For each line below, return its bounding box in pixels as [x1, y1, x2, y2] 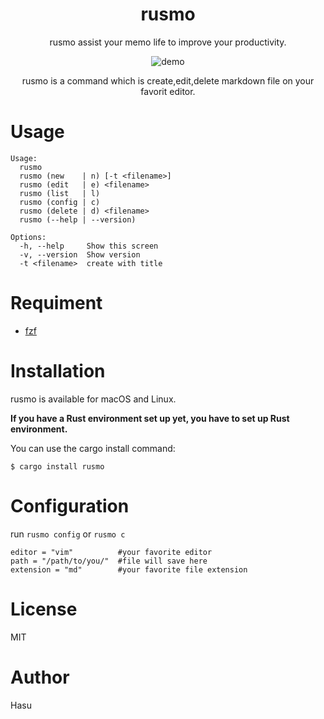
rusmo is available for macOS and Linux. [10, 393, 177, 405]
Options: [10, 232, 47, 242]
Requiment [10, 292, 103, 315]
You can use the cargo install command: [10, 442, 176, 454]
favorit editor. [140, 85, 196, 97]
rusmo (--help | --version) [19, 214, 137, 225]
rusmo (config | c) [19, 197, 101, 207]
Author [10, 666, 70, 688]
